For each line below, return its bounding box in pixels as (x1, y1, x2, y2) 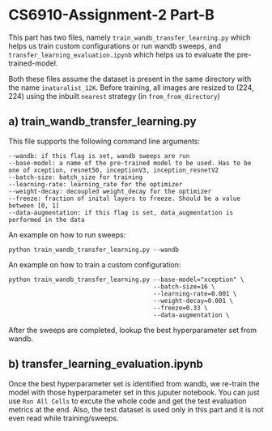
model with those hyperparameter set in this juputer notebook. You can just (8, 387, 260, 397)
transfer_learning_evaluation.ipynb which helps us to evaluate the (8, 49, 236, 59)
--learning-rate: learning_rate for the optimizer (8, 180, 183, 188)
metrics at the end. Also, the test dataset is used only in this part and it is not (8, 404, 264, 414)
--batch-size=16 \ (153, 282, 216, 291)
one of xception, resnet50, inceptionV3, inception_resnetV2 (8, 166, 219, 174)
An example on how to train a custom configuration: (8, 259, 181, 269)
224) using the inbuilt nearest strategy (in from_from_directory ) (8, 91, 220, 100)
